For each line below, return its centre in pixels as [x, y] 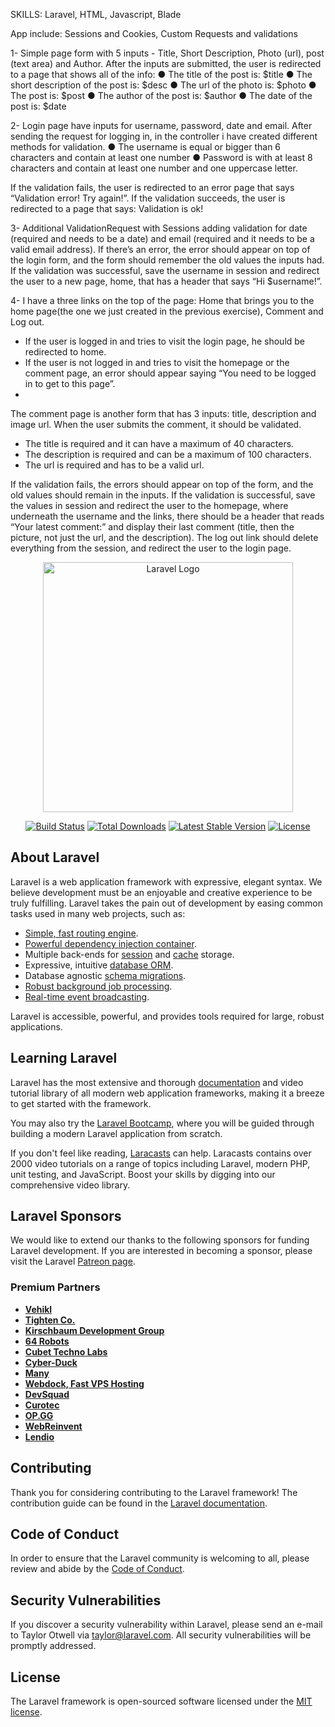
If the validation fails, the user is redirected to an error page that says [152, 187]
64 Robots [47, 1341]
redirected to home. [65, 352]
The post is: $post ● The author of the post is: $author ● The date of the [161, 95]
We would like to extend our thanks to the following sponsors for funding [160, 1240]
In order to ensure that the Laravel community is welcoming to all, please [160, 1558]
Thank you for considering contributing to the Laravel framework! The [154, 1492]
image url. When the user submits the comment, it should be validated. [156, 424]
